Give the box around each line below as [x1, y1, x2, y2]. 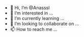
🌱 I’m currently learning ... [10, 15, 65, 21]
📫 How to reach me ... [10, 26, 58, 32]
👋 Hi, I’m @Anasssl [10, 5, 50, 10]
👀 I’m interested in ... [10, 10, 53, 16]
